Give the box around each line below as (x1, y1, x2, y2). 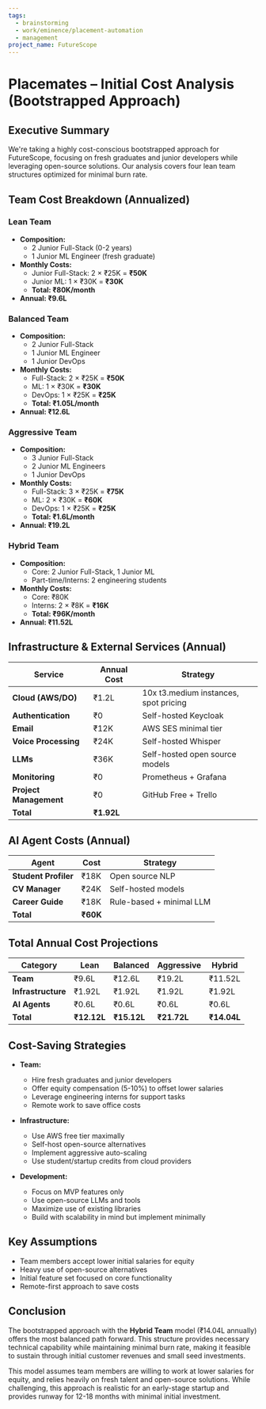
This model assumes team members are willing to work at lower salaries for (8, 1366, 255, 1376)
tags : (8, 11, 26, 20)
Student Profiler (12, 871, 74, 882)
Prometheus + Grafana (142, 771, 227, 782)
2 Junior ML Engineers (31, 461, 106, 472)
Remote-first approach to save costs (19, 1281, 139, 1291)
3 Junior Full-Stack (31, 453, 94, 463)
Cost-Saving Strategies (8, 1039, 127, 1052)
